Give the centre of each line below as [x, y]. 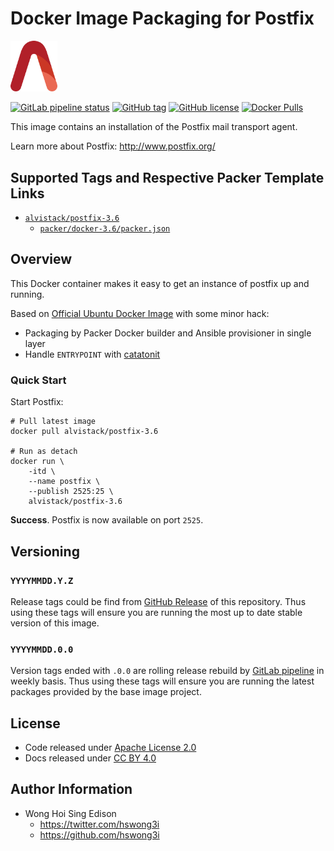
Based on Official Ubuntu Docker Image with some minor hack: [140, 313]
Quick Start [38, 380]
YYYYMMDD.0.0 [42, 649]
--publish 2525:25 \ [71, 492]
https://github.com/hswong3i [99, 834]
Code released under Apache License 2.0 [110, 747]
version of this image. [55, 623]
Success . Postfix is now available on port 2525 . [107, 520]
